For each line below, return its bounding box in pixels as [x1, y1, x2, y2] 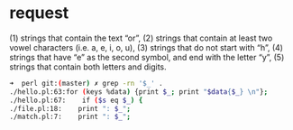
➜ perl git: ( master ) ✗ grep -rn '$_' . [9, 79, 164, 88]
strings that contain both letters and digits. [9, 61, 167, 72]
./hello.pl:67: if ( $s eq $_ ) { [9, 96, 143, 105]
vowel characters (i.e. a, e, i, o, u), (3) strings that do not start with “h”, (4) [9, 42, 284, 52]
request [9, 3, 69, 23]
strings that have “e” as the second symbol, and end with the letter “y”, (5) [9, 51, 285, 62]
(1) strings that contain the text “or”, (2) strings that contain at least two [9, 32, 273, 43]
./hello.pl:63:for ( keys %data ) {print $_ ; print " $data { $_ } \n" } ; [9, 87, 269, 97]
